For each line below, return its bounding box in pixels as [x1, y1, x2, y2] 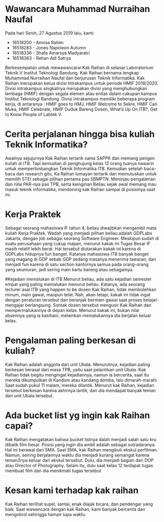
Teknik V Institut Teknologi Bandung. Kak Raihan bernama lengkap [5, 70, 139, 75]
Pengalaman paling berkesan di [5, 335, 136, 346]
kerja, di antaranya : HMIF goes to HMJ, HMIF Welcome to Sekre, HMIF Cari [5, 101, 158, 107]
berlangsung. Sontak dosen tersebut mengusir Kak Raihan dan [25, 302, 152, 308]
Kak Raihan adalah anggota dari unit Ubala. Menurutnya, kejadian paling [5, 361, 150, 367]
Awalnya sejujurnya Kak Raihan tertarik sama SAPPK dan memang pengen [5, 155, 155, 161]
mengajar [5, 302, 24, 308]
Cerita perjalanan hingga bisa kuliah [5, 129, 155, 140]
